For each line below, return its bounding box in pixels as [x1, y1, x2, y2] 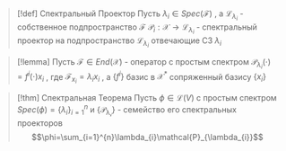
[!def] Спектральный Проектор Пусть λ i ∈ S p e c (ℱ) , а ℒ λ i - [16, 8, 244, 22]
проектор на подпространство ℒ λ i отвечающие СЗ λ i [16, 35, 221, 49]
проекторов [16, 118, 64, 129]
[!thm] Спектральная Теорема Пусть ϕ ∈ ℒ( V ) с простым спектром [16, 93, 277, 103]
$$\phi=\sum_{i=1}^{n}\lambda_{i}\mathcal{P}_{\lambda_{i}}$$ [31, 132, 264, 143]
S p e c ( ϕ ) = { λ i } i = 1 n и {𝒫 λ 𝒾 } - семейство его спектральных [16, 102, 237, 119]
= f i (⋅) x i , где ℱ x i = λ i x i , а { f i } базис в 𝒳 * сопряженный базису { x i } [16, 69, 266, 85]
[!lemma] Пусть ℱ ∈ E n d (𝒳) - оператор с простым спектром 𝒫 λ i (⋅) [16, 57, 271, 71]
